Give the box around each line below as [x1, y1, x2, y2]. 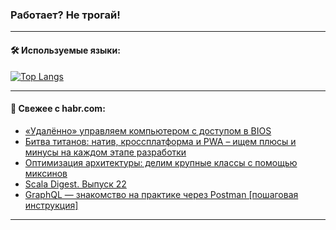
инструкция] [24, 199, 79, 211]
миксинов [24, 167, 68, 179]
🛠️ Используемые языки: [10, 44, 121, 56]
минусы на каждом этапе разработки [24, 146, 187, 158]
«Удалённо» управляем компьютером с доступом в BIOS [24, 124, 272, 137]
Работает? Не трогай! [10, 8, 121, 22]
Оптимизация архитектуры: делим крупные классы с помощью [24, 156, 298, 168]
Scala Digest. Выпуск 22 [24, 178, 127, 190]
